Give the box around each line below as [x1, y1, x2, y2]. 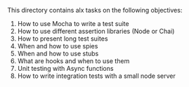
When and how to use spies [17, 42, 98, 50]
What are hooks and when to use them [17, 57, 130, 65]
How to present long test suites [17, 34, 108, 43]
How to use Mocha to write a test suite [17, 20, 129, 27]
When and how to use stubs [17, 49, 99, 58]
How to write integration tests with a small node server [17, 72, 176, 80]
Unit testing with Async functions [17, 65, 114, 72]
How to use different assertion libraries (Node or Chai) [17, 27, 175, 35]
